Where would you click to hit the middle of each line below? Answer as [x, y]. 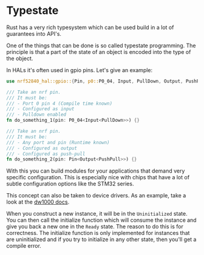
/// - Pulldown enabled [36, 115]
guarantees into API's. [34, 33]
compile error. [24, 246]
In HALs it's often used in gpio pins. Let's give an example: [80, 70]
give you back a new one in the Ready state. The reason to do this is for [95, 227]
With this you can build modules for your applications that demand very [96, 171]
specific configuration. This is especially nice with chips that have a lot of [98, 177]
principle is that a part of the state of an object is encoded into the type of [99, 51]
